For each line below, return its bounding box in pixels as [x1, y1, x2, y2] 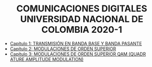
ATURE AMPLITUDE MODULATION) [10, 56, 84, 62]
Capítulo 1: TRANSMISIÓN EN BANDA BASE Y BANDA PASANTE [10, 40, 142, 46]
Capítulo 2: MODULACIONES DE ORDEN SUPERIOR [10, 46, 116, 52]
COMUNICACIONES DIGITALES [16, 3, 147, 14]
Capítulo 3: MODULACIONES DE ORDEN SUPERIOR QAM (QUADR [10, 51, 146, 57]
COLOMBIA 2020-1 [41, 24, 122, 35]
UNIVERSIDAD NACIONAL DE [20, 13, 144, 25]
